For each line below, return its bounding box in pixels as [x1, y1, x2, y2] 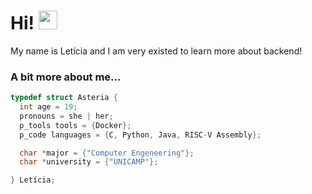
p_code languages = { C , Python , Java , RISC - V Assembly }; [19, 130, 262, 140]
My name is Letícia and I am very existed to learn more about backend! [10, 45, 303, 57]
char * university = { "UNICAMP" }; [19, 157, 159, 167]
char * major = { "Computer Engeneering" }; [19, 148, 195, 158]
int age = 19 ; [19, 102, 78, 112]
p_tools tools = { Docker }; [19, 120, 132, 130]
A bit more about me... [10, 70, 122, 84]
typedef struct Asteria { [10, 93, 118, 103]
